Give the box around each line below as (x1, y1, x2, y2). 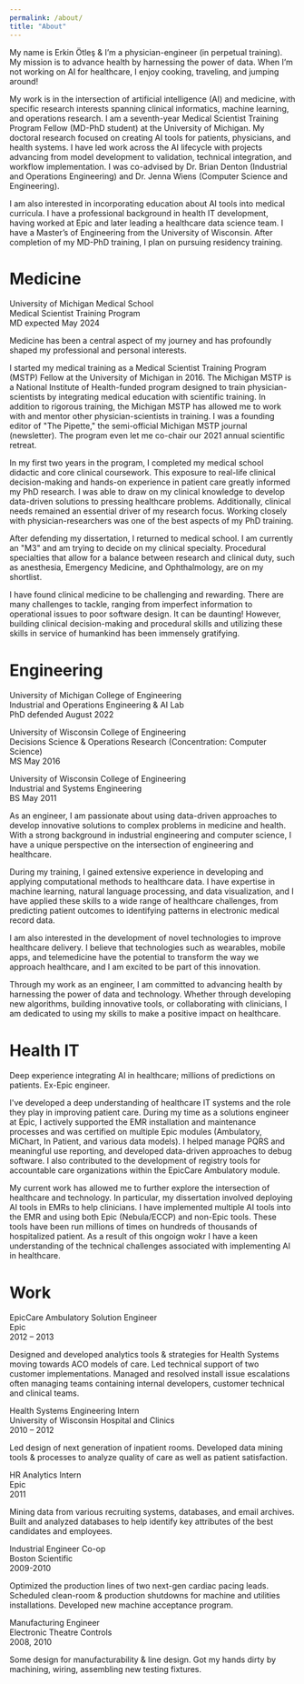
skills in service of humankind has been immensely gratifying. (9, 628, 240, 639)
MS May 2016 (9, 756, 61, 767)
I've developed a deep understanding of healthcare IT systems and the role (9, 1098, 291, 1108)
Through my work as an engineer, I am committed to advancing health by (9, 979, 283, 990)
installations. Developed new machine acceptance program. (9, 1599, 234, 1610)
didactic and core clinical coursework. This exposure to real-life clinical (9, 467, 276, 478)
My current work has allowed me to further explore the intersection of (9, 1183, 270, 1194)
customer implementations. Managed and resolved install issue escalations (9, 1368, 290, 1379)
